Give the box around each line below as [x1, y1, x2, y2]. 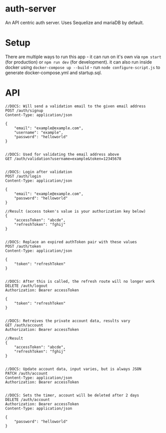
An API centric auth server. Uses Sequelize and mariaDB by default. [5, 20, 144, 26]
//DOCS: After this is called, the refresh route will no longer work [5, 279, 155, 284]
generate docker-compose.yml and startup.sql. [5, 70, 102, 76]
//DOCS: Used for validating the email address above [5, 152, 120, 157]
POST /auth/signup [5, 108, 43, 113]
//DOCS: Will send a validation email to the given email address [5, 104, 146, 109]
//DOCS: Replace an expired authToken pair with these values [5, 239, 137, 244]
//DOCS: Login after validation [5, 169, 72, 174]
